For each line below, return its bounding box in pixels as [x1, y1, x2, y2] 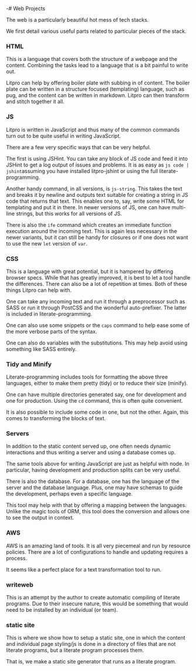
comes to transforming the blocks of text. [6, 415, 106, 422]
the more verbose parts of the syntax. [6, 328, 98, 335]
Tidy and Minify [6, 360, 52, 368]
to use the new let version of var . [6, 240, 88, 247]
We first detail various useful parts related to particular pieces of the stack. [6, 28, 187, 35]
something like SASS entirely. [6, 345, 77, 352]
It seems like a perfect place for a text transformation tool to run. [6, 566, 162, 573]
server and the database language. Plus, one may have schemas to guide [6, 484, 183, 491]
